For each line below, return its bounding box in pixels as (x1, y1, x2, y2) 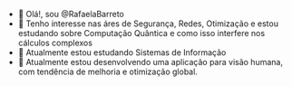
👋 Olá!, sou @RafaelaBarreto (17, 9, 124, 19)
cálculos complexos (17, 37, 93, 48)
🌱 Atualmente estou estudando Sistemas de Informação (17, 47, 227, 58)
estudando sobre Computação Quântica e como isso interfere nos (17, 28, 266, 38)
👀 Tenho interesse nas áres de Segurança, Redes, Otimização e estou (17, 18, 279, 29)
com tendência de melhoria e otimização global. (17, 66, 198, 77)
